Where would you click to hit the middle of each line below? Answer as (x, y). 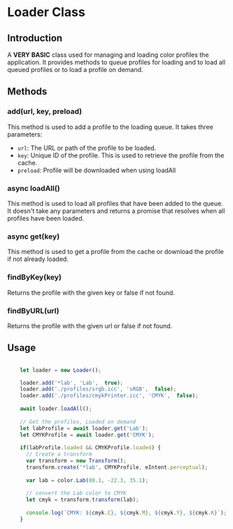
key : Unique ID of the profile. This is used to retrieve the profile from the (121, 155)
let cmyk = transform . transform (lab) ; (82, 500)
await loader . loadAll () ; (56, 409)
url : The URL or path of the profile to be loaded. (87, 148)
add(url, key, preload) (45, 111)
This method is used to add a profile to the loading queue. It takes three (110, 127)
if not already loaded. (38, 259)
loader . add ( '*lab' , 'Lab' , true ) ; (72, 383)
